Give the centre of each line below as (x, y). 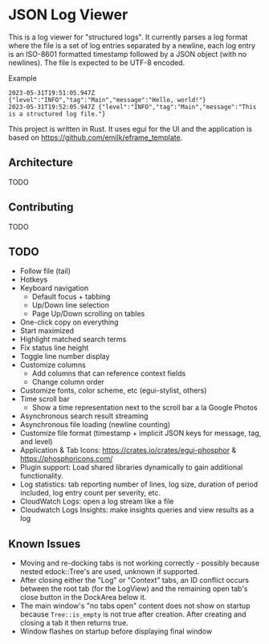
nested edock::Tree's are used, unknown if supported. (110, 572)
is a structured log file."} (57, 114)
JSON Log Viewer (68, 15)
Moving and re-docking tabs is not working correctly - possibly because (139, 563)
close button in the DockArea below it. (83, 597)
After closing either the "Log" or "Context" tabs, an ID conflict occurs (134, 581)
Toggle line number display (65, 357)
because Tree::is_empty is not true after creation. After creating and (133, 614)
